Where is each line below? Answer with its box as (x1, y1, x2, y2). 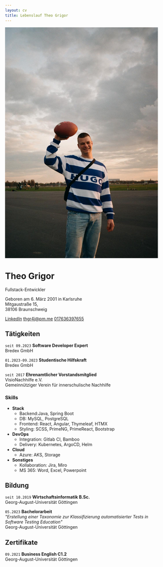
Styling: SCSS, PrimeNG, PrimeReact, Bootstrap (19, 426, 115, 432)
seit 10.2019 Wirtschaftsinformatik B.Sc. (5, 494, 90, 500)
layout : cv (5, 8, 27, 13)
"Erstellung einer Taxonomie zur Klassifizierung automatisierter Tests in (5, 514, 149, 520)
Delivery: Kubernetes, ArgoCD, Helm (19, 441, 93, 447)
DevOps (12, 431, 29, 437)
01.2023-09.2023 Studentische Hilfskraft (5, 357, 87, 363)
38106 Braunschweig (5, 306, 48, 312)
